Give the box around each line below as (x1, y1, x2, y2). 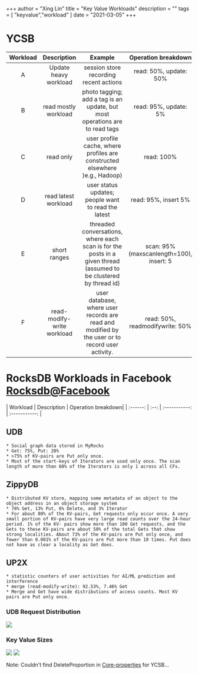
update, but (86, 102, 118, 111)
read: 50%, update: (133, 67, 187, 75)
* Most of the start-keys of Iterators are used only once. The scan (6, 458, 181, 464)
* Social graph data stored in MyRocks (6, 443, 104, 449)
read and (90, 318, 115, 326)
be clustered (85, 271, 120, 280)
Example (90, 53, 115, 61)
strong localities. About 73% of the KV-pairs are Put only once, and (6, 532, 183, 537)
